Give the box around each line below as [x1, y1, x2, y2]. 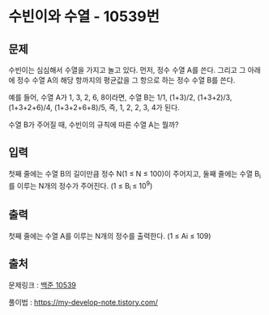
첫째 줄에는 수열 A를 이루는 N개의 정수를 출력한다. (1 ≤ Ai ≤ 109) [8, 231, 211, 241]
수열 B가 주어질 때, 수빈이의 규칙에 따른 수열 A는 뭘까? [8, 120, 179, 130]
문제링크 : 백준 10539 [8, 280, 77, 290]
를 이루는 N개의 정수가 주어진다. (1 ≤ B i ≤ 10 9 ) [8, 179, 153, 193]
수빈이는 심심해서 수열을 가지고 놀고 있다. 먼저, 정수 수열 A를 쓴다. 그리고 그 [8, 66, 246, 74]
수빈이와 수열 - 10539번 [8, 7, 160, 26]
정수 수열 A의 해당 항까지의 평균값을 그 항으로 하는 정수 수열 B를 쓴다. [16, 75, 236, 85]
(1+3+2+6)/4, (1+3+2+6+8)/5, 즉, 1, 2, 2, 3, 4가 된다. [8, 103, 180, 112]
